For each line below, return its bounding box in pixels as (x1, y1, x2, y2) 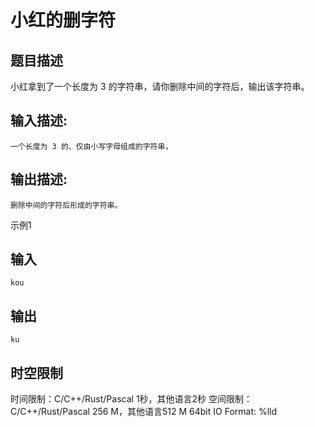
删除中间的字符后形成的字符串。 (10, 200, 123, 210)
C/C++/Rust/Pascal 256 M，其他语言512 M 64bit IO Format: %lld (10, 406, 278, 418)
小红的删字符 (10, 9, 117, 32)
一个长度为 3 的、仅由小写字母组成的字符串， (10, 141, 173, 151)
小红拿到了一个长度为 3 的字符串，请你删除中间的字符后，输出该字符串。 (10, 81, 310, 92)
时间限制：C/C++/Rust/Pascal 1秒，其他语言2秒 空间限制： (10, 393, 253, 405)
